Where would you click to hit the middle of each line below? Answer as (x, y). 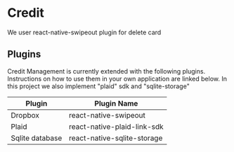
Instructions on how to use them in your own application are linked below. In (117, 78)
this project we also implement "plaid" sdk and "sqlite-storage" (98, 86)
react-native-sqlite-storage (116, 138)
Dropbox (25, 115)
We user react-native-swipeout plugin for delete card (84, 32)
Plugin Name (116, 103)
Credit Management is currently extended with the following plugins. (106, 71)
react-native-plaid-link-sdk (116, 126)
